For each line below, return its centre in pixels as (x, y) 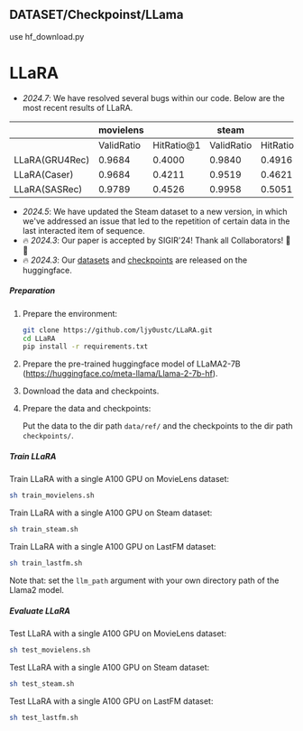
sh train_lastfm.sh (46, 563)
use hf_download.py (47, 36)
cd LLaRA (39, 338)
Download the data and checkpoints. (91, 391)
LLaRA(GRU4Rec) (52, 160)
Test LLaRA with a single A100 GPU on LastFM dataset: (111, 701)
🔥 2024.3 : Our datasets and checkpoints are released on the (135, 260)
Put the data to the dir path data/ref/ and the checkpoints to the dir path (157, 426)
